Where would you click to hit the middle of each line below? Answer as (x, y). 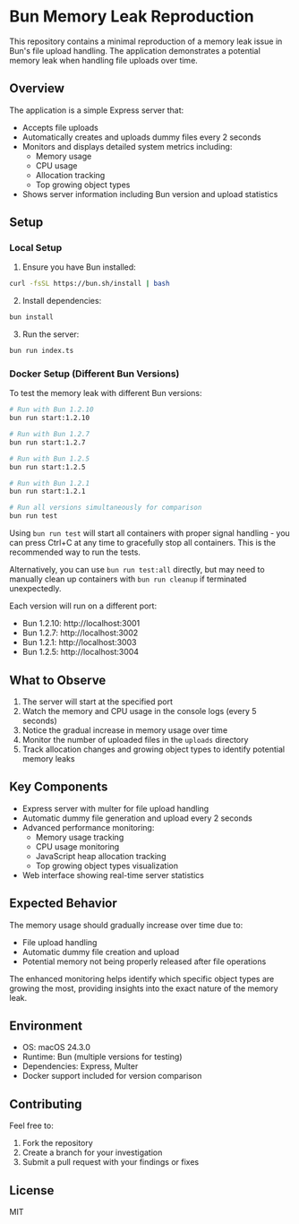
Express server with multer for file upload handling (115, 808)
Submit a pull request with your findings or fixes (111, 1162)
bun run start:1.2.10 (50, 418)
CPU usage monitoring (77, 846)
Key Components (59, 787)
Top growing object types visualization (107, 866)
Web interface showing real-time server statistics (113, 875)
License (32, 1190)
